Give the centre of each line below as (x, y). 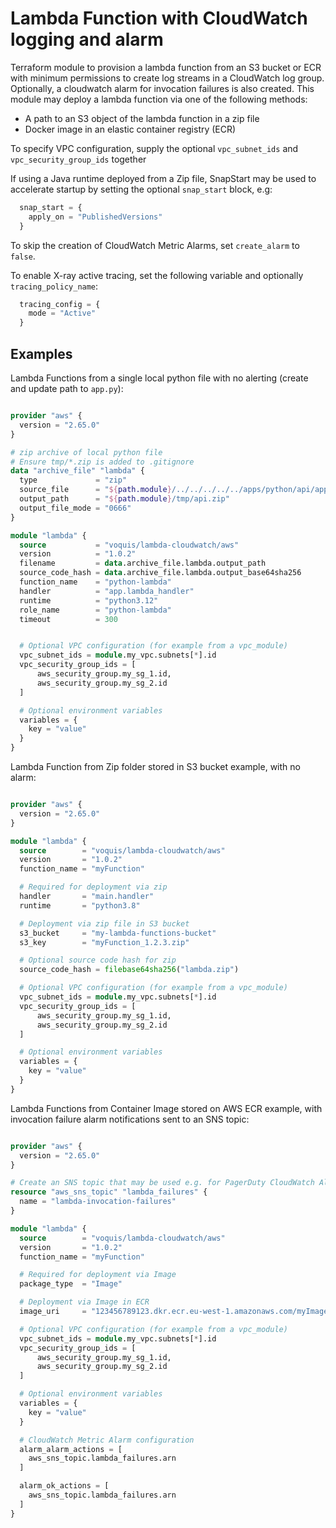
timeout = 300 (68, 619)
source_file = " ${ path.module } (95, 490)
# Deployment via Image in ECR (84, 1302)
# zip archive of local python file (86, 452)
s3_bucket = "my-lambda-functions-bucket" (118, 933)
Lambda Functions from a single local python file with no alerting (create (159, 378)
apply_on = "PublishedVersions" (95, 217)
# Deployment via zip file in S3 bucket (104, 923)
